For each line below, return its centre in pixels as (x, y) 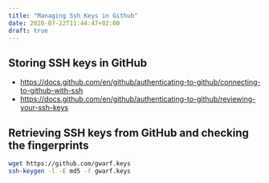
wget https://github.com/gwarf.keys (69, 164)
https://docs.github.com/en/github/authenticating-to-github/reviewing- (138, 99)
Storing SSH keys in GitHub (78, 63)
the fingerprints (49, 145)
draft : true (28, 30)
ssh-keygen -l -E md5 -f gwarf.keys (69, 171)
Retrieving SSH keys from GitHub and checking (128, 133)
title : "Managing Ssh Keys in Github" (73, 16)
